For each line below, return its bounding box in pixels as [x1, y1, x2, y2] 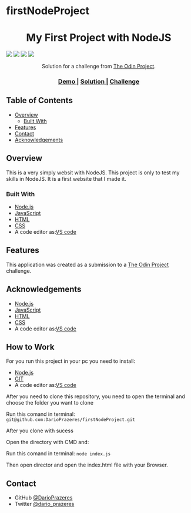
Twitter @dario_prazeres [14, 501, 75, 508]
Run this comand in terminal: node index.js [6, 450, 111, 457]
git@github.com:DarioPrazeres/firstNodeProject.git [6, 417, 135, 423]
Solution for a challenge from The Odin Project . [42, 63, 156, 70]
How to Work [6, 342, 55, 352]
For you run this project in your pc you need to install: [6, 358, 135, 365]
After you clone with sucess [6, 427, 73, 434]
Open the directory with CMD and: [6, 439, 89, 446]
